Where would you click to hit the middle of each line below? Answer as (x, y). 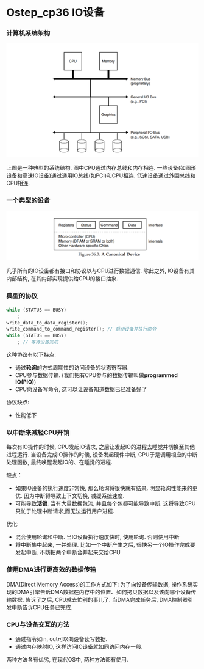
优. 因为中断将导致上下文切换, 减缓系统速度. (70, 496)
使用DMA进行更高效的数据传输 (51, 570)
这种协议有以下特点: (31, 354)
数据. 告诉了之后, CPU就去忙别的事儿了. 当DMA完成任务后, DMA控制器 (100, 599)
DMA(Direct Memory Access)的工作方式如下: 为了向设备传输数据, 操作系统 (100, 584)
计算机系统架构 (28, 33)
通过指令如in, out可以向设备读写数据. (61, 638)
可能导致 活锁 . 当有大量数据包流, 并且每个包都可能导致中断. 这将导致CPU (105, 503)
